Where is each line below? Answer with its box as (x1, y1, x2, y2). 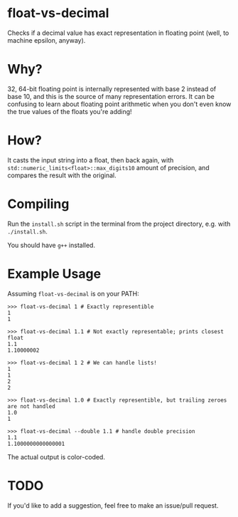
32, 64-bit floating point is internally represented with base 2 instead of (7, 84, 217, 93)
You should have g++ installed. (7, 241, 96, 249)
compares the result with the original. (7, 171, 117, 179)
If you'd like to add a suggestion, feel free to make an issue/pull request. (7, 501, 219, 510)
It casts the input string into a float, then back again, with (7, 155, 174, 164)
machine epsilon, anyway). (7, 36, 86, 44)
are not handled (7, 402, 55, 410)
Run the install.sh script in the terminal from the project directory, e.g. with (7, 219, 231, 228)
